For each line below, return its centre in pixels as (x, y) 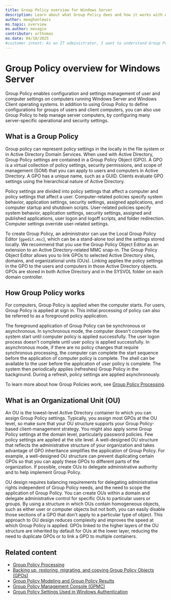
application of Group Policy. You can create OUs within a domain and (78, 493)
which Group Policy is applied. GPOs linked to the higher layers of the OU (82, 526)
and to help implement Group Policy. (43, 473)
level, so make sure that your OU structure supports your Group (72, 424)
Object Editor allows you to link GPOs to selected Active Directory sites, (80, 255)
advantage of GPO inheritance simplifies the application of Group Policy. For (85, 451)
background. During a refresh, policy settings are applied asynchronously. (83, 375)
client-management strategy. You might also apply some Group (86, 429)
